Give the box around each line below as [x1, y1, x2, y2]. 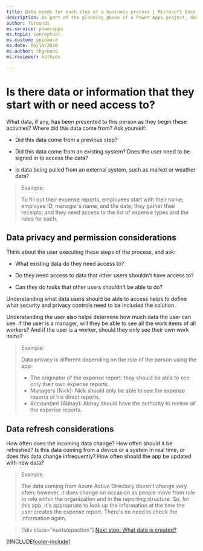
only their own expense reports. [30, 381, 110, 388]
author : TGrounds [6, 20, 50, 26]
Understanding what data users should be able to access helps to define [6, 295, 187, 303]
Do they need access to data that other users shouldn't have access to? [14, 272, 195, 279]
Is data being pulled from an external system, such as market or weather [14, 166, 196, 173]
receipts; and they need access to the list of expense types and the [21, 208, 189, 216]
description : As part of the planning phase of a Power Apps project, [6, 14, 188, 21]
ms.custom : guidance [6, 37, 59, 43]
